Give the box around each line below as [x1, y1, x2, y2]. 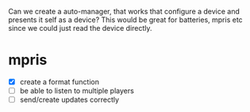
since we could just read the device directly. [8, 24, 152, 32]
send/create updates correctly [19, 95, 120, 105]
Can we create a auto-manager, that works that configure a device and [8, 7, 240, 16]
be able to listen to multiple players [19, 86, 135, 95]
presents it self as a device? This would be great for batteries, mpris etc [8, 15, 244, 24]
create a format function [19, 77, 99, 86]
